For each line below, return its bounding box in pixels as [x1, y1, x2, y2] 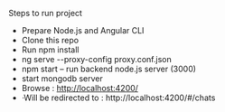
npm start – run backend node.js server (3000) [21, 63, 196, 74]
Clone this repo [21, 35, 79, 45]
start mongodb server [21, 73, 103, 84]
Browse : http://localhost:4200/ [21, 83, 139, 93]
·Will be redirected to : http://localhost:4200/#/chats [21, 92, 216, 103]
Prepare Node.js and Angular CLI [21, 25, 145, 35]
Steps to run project [8, 8, 83, 18]
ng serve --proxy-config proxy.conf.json [21, 54, 173, 64]
